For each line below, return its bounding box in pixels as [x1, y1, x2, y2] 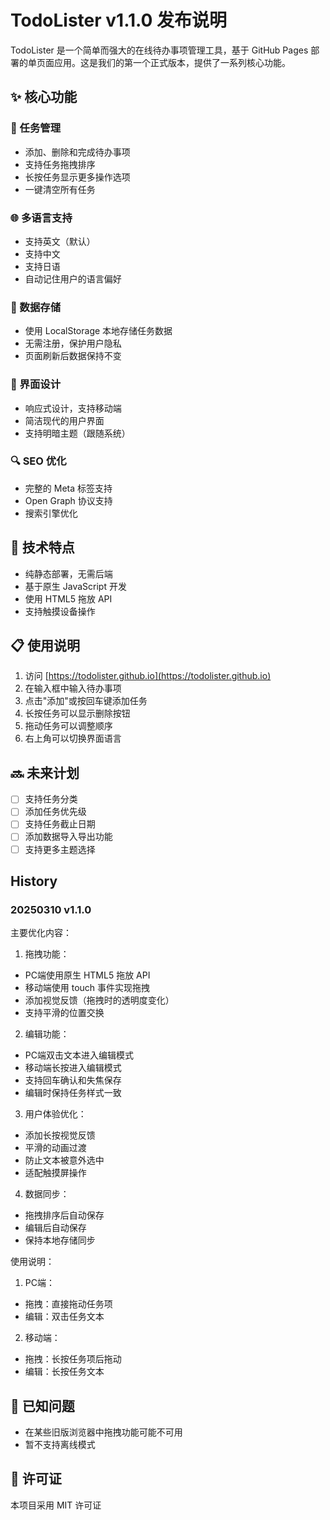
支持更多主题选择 [24, 843, 96, 855]
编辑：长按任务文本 [24, 1366, 105, 1378]
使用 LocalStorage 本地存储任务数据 [24, 325, 173, 337]
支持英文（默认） [24, 235, 96, 247]
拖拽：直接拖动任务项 [24, 1298, 113, 1310]
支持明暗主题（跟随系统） [24, 427, 131, 439]
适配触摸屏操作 [24, 1167, 87, 1179]
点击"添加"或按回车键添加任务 [24, 695, 148, 707]
